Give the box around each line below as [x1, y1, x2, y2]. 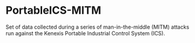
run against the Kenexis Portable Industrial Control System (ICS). [5, 29, 166, 36]
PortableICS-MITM [5, 4, 101, 17]
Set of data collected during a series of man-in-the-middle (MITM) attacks [5, 23, 190, 30]
